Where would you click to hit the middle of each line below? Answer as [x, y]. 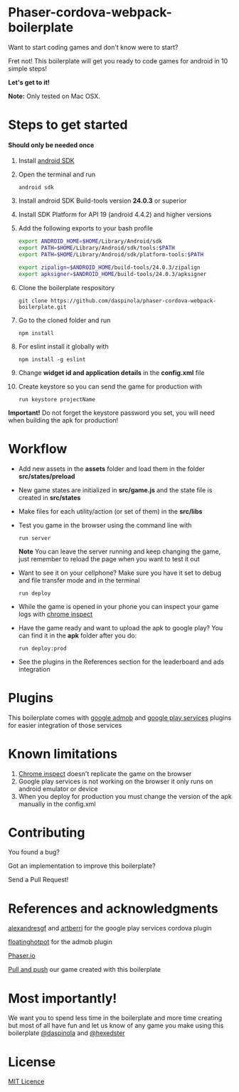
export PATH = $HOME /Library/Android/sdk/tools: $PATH [96, 248]
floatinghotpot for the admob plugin [60, 942]
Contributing [47, 832]
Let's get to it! [29, 82]
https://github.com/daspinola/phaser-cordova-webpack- [133, 301]
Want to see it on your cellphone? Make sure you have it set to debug [120, 573]
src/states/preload [47, 476]
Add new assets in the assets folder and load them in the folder [111, 468]
